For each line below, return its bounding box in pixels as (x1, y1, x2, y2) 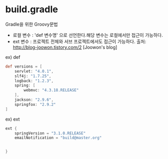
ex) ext (5, 116, 20, 122)
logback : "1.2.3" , (14, 78, 54, 83)
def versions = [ (5, 64, 43, 69)
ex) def (5, 54, 20, 60)
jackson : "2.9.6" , (14, 97, 54, 103)
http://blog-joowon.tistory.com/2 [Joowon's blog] (12, 44, 118, 50)
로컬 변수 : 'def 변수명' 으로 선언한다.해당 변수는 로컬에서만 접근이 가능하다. (12, 32, 163, 38)
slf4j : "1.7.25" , (14, 73, 52, 79)
